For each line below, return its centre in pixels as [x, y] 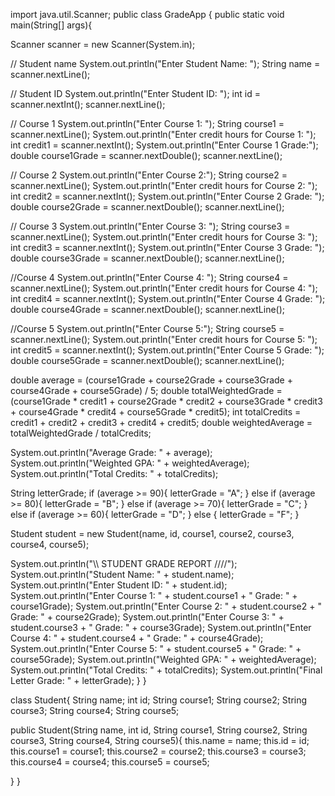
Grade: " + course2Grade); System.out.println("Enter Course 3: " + [147, 617]
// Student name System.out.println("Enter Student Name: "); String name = [165, 63]
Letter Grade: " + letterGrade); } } [78, 680]
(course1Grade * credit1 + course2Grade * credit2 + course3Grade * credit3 [166, 401]
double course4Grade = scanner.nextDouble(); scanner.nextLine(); [148, 309]
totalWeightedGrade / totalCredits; [81, 433]
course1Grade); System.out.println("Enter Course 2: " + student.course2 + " [166, 606]
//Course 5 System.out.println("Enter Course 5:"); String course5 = [147, 328]
